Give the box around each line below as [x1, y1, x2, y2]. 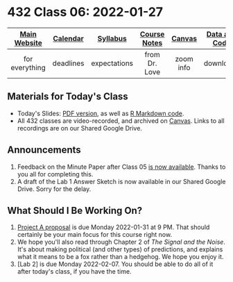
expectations [91, 58, 134, 68]
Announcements [7, 144, 81, 156]
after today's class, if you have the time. [17, 267, 132, 276]
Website [14, 38, 43, 47]
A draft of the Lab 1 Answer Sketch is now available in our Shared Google [17, 177, 227, 185]
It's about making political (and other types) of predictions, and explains [17, 245, 223, 254]
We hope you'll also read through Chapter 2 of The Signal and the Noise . [17, 238, 225, 247]
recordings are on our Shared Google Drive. [17, 124, 142, 132]
